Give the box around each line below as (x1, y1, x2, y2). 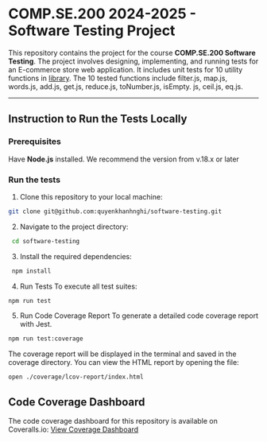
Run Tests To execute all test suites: (19, 281, 137, 291)
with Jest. (19, 320, 52, 329)
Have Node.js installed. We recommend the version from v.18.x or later (8, 154, 240, 164)
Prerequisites (8, 136, 61, 147)
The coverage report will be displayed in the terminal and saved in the (8, 349, 237, 359)
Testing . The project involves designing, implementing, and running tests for (8, 56, 259, 66)
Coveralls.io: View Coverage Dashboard (8, 425, 139, 434)
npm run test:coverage (8, 335, 83, 343)
